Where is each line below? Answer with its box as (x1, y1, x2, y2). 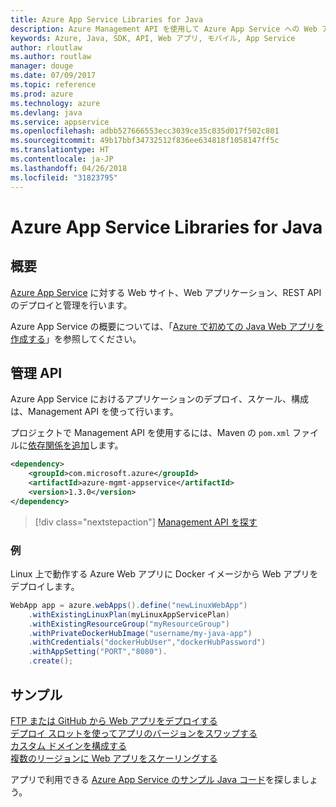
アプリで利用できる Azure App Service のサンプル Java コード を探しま (10, 773, 301, 785)
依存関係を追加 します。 (28, 439, 124, 451)
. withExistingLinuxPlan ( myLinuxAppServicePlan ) (28, 609, 230, 620)
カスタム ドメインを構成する (10, 739, 127, 751)
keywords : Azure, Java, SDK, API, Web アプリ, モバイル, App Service (10, 33, 296, 43)
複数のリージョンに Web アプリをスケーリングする (10, 752, 218, 764)
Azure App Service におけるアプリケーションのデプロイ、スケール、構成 (10, 393, 309, 405)
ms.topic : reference (10, 80, 97, 90)
